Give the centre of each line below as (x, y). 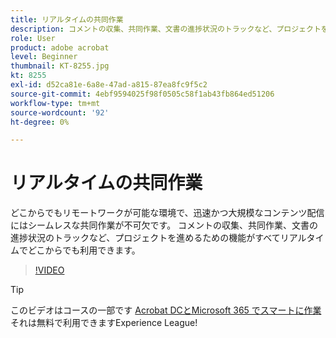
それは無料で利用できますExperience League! (104, 323)
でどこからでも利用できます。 (79, 250)
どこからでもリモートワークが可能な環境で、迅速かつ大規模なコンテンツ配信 (167, 213)
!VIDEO (49, 270)
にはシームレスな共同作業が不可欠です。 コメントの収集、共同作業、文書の (164, 225)
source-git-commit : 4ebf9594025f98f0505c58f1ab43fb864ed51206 (142, 94)
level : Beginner (44, 57)
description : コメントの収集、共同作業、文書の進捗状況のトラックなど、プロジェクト (166, 29)
